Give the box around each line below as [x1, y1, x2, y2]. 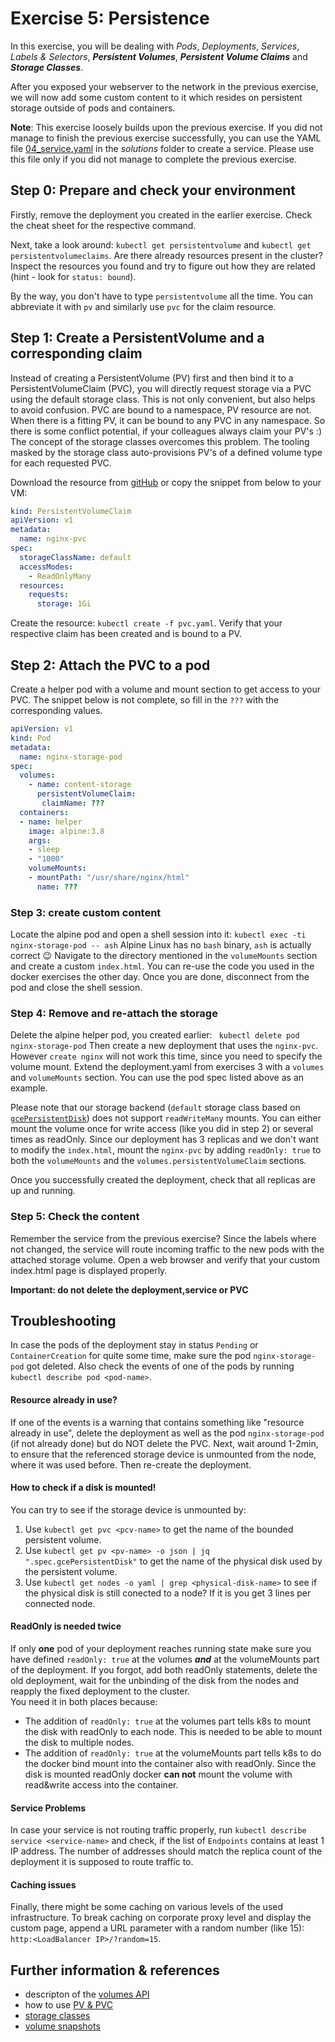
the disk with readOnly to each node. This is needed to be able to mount [24, 1726, 323, 1738]
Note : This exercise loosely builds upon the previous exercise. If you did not [10, 121, 323, 133]
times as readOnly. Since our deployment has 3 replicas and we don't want [10, 1133, 319, 1146]
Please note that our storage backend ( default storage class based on [10, 1102, 301, 1114]
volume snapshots [24, 2020, 101, 2032]
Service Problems [10, 1802, 87, 1814]
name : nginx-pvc [19, 534, 87, 544]
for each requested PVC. [10, 457, 112, 469]
